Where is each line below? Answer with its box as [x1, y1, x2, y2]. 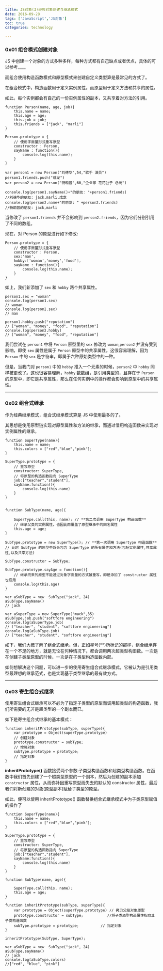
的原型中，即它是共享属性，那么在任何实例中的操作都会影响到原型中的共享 [5, 376, 154, 382]
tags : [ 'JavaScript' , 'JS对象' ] [5, 16, 67, 21]
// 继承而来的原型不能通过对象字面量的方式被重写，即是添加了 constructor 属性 [14, 573, 157, 577]
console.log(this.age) [14, 582, 60, 587]
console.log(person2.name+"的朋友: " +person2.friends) [5, 200, 118, 205]
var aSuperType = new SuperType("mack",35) [5, 611, 95, 616]
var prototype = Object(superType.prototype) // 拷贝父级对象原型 [14, 908, 145, 913]
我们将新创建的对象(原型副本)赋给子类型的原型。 [5, 786, 102, 792]
